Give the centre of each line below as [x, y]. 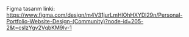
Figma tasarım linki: [31, 9]
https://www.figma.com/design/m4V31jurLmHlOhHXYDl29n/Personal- [94, 15]
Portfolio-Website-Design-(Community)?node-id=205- [75, 21]
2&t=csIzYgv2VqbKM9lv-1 [39, 27]
